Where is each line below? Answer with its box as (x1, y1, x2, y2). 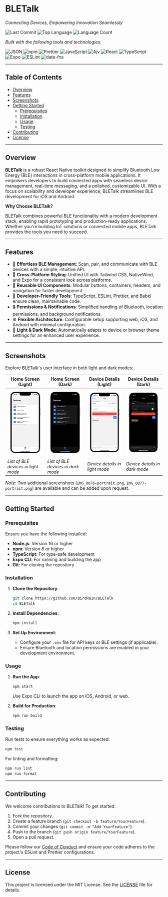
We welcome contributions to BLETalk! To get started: (5, 803, 116, 809)
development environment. (19, 650, 75, 656)
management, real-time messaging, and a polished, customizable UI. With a (5, 183, 161, 189)
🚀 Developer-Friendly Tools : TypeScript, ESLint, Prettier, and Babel (12, 293, 151, 299)
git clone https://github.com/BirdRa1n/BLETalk (12, 596, 113, 601)
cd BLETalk (12, 601, 35, 606)
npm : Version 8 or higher (12, 546, 64, 552)
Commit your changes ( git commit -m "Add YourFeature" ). (12, 823, 133, 829)
